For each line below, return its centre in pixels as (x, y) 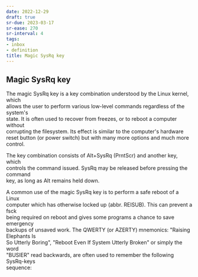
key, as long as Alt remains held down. (53, 181)
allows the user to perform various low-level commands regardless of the (95, 107)
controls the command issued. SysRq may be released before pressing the (97, 168)
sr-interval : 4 (25, 34)
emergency (20, 224)
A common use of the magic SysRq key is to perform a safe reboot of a (92, 192)
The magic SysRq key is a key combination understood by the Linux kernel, (98, 94)
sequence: (19, 268)
